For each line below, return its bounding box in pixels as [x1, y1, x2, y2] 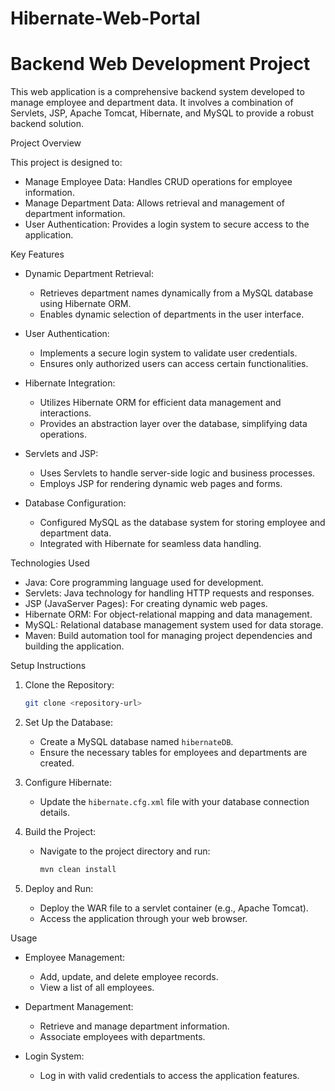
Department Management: [24, 1000, 134, 1012]
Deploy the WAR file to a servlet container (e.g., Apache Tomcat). [39, 902, 309, 914]
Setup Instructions [10, 660, 87, 672]
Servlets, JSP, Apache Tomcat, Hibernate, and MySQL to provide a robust [10, 107, 314, 119]
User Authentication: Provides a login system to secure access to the [24, 218, 310, 231]
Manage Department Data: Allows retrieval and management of [24, 197, 285, 209]
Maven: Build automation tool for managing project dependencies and [24, 630, 313, 642]
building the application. [24, 640, 125, 652]
